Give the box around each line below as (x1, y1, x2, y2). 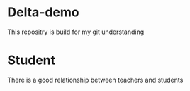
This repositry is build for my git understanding (7, 28, 144, 36)
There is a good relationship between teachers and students (7, 75, 184, 84)
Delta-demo (7, 4, 79, 20)
